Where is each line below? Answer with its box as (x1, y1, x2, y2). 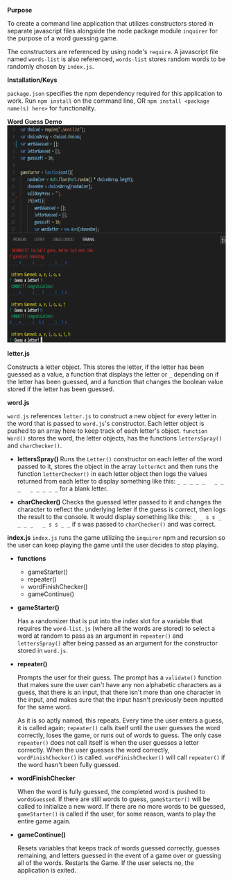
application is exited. (17, 866, 76, 874)
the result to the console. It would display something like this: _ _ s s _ (17, 513, 222, 520)
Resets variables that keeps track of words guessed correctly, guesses (17, 844, 221, 852)
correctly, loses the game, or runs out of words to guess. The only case (17, 731, 222, 739)
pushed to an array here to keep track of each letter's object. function (7, 427, 208, 435)
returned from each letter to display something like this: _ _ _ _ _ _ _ (17, 477, 224, 485)
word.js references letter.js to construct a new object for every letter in (7, 412, 217, 420)
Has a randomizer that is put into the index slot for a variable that (17, 617, 203, 625)
